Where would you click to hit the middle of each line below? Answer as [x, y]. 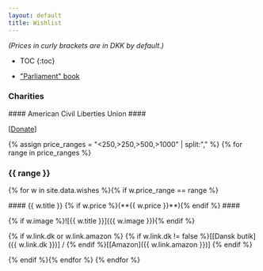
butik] [246, 236]
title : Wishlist [35, 23]
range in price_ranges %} [50, 152]
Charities [27, 96]
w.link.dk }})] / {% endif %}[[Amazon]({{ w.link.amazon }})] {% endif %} [135, 245]
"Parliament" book [50, 76]
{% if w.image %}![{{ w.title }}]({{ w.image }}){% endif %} [102, 221]
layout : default [35, 15]
